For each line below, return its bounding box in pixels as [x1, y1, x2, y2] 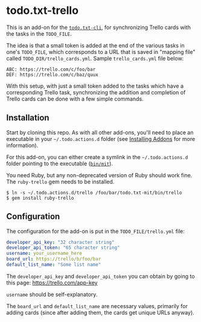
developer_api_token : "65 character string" [6, 245, 120, 251]
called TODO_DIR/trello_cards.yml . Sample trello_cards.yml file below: [6, 54, 184, 62]
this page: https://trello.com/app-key [6, 279, 98, 286]
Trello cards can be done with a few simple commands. [6, 95, 144, 102]
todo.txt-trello [6, 4, 79, 18]
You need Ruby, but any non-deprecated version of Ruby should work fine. [6, 171, 193, 179]
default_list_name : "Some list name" [6, 261, 101, 268]
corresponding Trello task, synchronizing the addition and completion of [6, 88, 186, 96]
